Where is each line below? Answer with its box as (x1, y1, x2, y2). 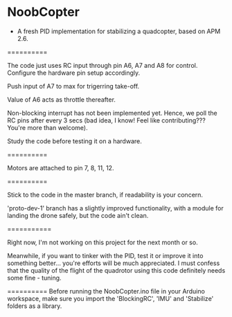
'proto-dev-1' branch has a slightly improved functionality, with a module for (7, 203, 224, 212)
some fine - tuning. (7, 273, 62, 282)
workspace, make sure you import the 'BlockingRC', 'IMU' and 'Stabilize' (7, 294, 214, 302)
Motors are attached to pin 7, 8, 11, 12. (7, 163, 114, 172)
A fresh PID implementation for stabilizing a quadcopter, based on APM (17, 27, 221, 35)
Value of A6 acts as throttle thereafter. (7, 95, 116, 104)
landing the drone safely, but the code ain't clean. (7, 211, 149, 219)
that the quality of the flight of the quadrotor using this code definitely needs (7, 266, 226, 274)
